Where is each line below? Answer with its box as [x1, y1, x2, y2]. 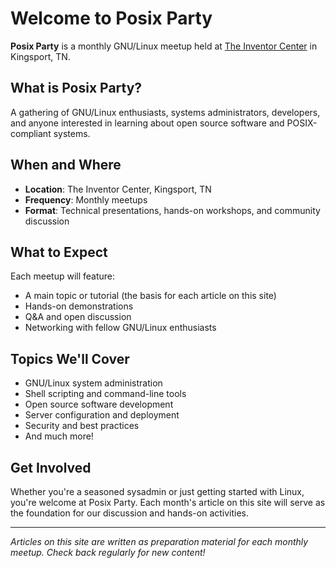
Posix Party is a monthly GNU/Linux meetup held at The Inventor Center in [10, 40, 318, 52]
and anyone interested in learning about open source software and [10, 117, 285, 129]
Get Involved [10, 459, 92, 476]
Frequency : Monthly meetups [24, 193, 148, 206]
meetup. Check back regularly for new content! [10, 547, 206, 558]
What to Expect [10, 243, 108, 261]
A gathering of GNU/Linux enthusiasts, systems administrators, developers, [10, 106, 321, 118]
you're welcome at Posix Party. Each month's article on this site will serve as [10, 497, 326, 508]
